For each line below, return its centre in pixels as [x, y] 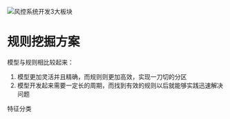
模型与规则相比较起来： [40, 62]
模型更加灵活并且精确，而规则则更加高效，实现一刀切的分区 [102, 76]
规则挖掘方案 [44, 42]
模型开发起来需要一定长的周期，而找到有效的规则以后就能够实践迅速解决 [120, 85]
